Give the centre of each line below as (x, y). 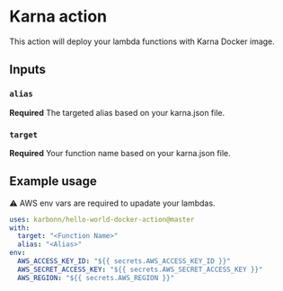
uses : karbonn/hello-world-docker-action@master (102, 219)
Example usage (53, 181)
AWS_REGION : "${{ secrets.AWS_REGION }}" (96, 278)
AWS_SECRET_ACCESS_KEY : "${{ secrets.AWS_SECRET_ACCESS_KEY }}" (140, 269)
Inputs (28, 70)
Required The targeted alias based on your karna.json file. (117, 112)
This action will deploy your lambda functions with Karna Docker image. (142, 41)
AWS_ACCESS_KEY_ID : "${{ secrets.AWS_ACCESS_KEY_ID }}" (124, 261)
